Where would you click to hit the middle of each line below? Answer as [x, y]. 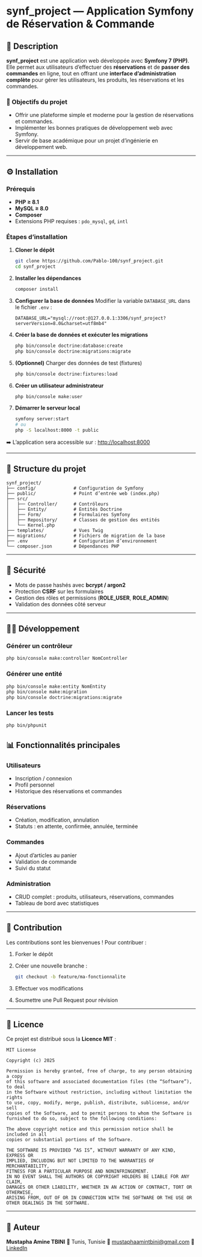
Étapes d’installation [37, 236]
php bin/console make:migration [47, 692]
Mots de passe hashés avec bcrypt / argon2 [70, 585]
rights [14, 1098]
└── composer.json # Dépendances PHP [63, 546]
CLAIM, [14, 1182]
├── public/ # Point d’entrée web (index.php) [83, 493]
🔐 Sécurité [26, 570]
